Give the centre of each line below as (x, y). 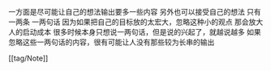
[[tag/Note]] (28, 58)
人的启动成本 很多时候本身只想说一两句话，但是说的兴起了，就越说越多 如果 (135, 32)
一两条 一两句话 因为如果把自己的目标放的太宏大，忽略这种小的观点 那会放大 (136, 22)
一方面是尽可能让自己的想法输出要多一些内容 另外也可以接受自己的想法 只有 (135, 12)
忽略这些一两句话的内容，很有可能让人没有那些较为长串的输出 (112, 42)
